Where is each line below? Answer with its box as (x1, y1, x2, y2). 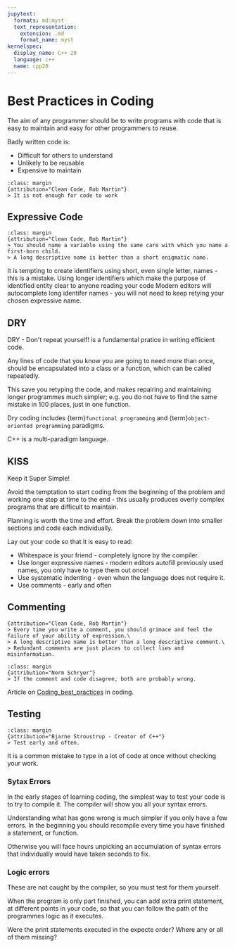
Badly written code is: (7, 137, 70, 146)
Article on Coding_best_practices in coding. (7, 688, 134, 696)
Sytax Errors (7, 776, 51, 786)
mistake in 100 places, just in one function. (7, 400, 131, 409)
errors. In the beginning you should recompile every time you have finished (7, 821, 225, 829)
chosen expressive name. (7, 296, 82, 305)
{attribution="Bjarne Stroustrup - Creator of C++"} (7, 733, 165, 740)
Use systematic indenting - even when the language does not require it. (17, 574, 225, 581)
